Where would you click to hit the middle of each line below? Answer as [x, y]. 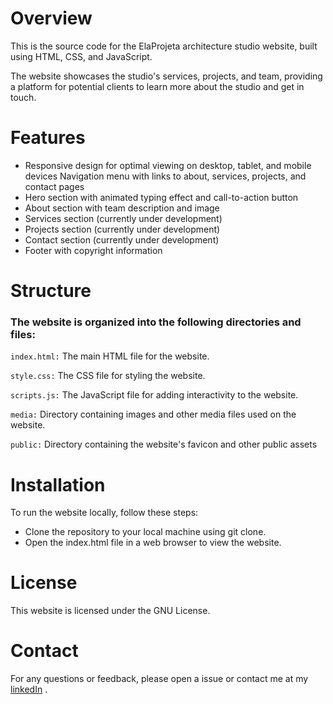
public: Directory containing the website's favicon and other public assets [164, 444]
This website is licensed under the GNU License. [110, 611]
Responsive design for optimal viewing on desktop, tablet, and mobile [168, 165]
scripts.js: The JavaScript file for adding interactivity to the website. [154, 395]
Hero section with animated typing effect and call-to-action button [161, 197]
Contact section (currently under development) [122, 239]
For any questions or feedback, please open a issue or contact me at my [159, 679]
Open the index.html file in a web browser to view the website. [153, 543]
